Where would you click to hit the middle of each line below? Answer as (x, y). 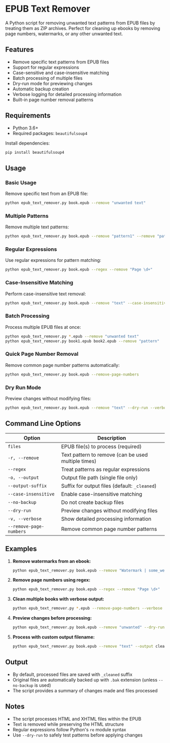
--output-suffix (27, 486)
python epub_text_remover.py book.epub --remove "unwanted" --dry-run (89, 627)
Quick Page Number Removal (42, 354)
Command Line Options (43, 424)
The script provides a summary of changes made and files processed (85, 690)
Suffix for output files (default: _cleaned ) (109, 486)
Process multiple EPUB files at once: (43, 327)
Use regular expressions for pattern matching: (53, 260)
